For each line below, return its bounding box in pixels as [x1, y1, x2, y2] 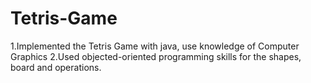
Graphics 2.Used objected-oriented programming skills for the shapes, [10, 50, 302, 62]
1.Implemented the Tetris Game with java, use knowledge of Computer [10, 40, 300, 52]
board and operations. [10, 61, 102, 73]
